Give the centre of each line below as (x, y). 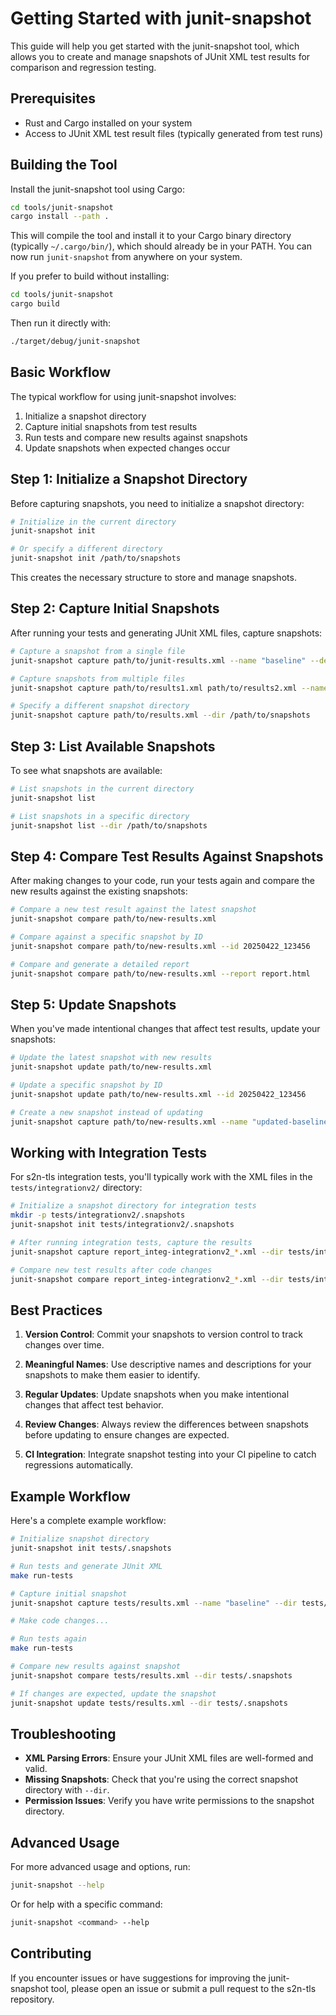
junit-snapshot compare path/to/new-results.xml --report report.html (160, 973)
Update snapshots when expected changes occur (127, 448)
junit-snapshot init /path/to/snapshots (96, 558)
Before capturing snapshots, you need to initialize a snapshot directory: (157, 503)
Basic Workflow (61, 372)
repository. (32, 1999)
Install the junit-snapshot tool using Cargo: (97, 189)
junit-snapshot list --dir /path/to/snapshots (109, 825)
